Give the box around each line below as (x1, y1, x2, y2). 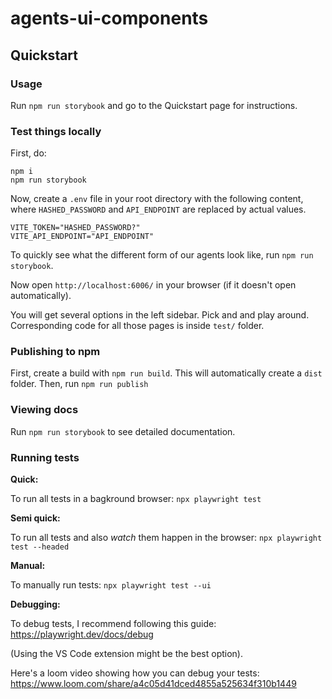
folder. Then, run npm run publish (10, 378, 149, 390)
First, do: (10, 147, 47, 159)
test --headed (10, 542, 70, 552)
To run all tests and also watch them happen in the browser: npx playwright (10, 532, 323, 544)
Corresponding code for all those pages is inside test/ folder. (10, 320, 265, 332)
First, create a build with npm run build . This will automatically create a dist (10, 367, 323, 379)
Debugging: (10, 598, 61, 611)
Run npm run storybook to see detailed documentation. (10, 425, 236, 437)
